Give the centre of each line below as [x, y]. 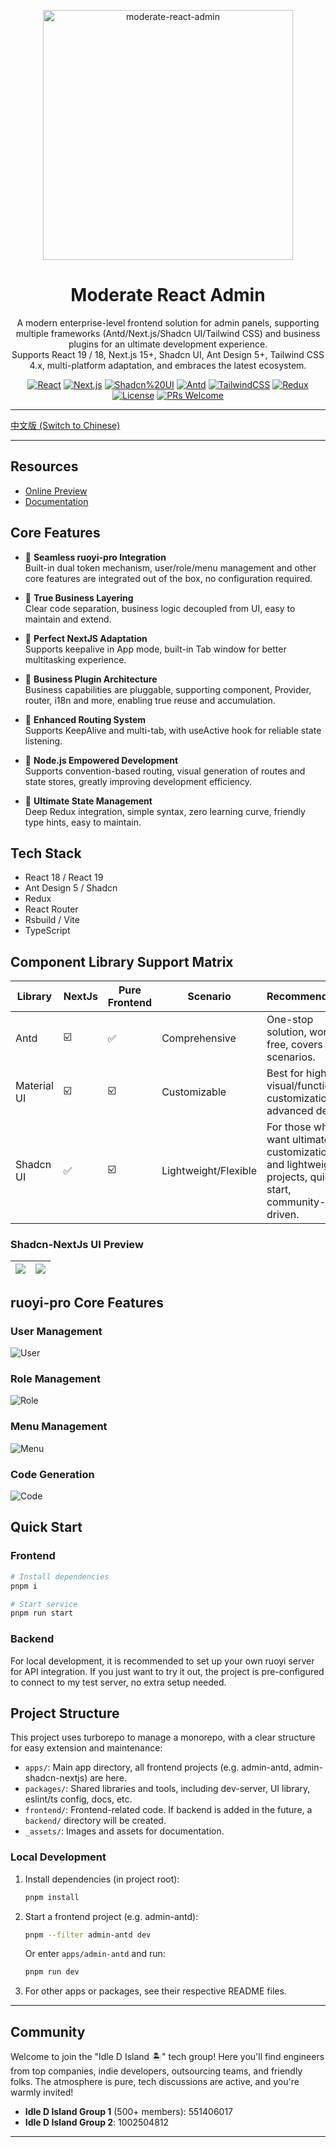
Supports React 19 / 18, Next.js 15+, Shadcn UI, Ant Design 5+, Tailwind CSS [168, 354]
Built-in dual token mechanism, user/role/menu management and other [170, 567]
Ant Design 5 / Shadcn [71, 888]
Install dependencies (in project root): [102, 1879]
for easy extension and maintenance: [86, 1748]
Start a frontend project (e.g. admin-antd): [111, 1916]
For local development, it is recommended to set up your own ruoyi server [162, 1661]
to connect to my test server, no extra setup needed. [118, 1682]
